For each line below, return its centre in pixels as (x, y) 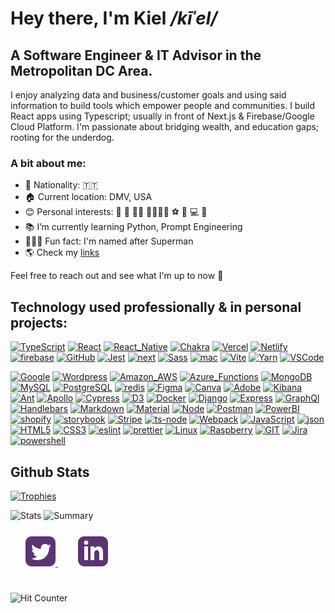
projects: (39, 322)
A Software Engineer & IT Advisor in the (136, 55)
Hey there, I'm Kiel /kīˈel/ (114, 18)
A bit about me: (48, 163)
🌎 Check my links (62, 253)
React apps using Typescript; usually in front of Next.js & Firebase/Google (162, 116)
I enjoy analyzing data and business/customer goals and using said (148, 95)
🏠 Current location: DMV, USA (88, 197)
